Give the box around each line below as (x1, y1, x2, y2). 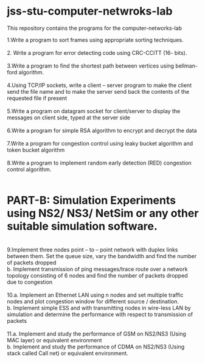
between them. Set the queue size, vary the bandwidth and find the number (7, 252, 197, 259)
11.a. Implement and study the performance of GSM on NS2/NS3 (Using (7, 330, 186, 337)
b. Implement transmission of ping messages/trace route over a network (7, 265, 188, 272)
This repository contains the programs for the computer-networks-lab (7, 24, 182, 32)
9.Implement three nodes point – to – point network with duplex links (7, 245, 178, 253)
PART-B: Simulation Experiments (7, 194, 176, 208)
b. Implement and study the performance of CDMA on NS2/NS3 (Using (7, 343, 185, 350)
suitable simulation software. (7, 219, 158, 233)
